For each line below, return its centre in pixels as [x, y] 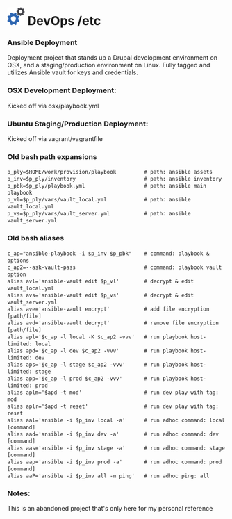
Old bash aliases [36, 238]
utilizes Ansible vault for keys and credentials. [73, 72]
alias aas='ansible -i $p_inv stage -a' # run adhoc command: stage [116, 448]
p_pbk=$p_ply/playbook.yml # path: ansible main [107, 186]
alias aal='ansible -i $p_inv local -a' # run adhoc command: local [116, 420]
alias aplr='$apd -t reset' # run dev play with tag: [113, 406]
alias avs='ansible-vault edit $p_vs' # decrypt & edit [101, 295]
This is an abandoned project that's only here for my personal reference [110, 508]
